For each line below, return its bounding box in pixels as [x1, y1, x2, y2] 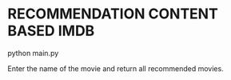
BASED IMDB [7, 22, 95, 40]
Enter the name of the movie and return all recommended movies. [7, 63, 225, 73]
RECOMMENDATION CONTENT [7, 5, 219, 23]
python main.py [7, 48, 59, 58]
